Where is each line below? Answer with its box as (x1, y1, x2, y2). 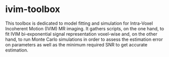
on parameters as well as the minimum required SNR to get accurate (5, 41, 148, 47)
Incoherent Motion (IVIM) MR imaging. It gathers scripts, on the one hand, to (5, 25, 164, 31)
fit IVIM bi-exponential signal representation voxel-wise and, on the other (5, 31, 158, 37)
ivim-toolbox (5, 4, 61, 15)
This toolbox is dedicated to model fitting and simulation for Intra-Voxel (5, 20, 153, 26)
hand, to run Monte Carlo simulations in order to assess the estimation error (5, 36, 163, 42)
